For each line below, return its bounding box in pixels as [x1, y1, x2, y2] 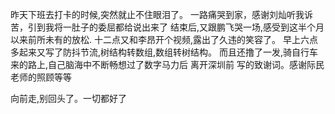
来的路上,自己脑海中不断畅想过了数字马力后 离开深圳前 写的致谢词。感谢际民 [10, 59, 325, 70]
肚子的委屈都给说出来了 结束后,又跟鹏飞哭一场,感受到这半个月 [71, 21, 325, 33]
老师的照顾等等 [10, 71, 72, 83]
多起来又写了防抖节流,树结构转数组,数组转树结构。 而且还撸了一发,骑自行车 [10, 46, 319, 58]
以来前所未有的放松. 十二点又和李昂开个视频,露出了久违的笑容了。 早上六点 [10, 34, 318, 45]
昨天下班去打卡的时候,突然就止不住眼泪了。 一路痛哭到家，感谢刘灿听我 [10, 9, 305, 20]
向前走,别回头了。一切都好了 [10, 93, 128, 104]
